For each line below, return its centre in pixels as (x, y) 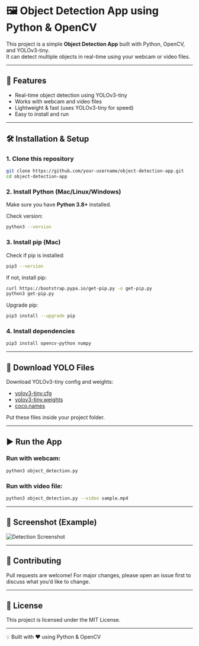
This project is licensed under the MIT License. (63, 620)
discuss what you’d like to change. (48, 581)
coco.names (30, 406)
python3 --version (29, 227)
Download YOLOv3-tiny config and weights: (60, 382)
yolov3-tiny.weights (39, 400)
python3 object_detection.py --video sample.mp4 (67, 498)
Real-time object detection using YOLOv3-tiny (71, 95)
